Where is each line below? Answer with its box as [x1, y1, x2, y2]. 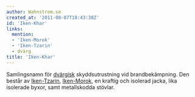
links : [6, 25, 23, 32]
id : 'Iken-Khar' [6, 20, 48, 26]
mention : [12, 32, 34, 38]
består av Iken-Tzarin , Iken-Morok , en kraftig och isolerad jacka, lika [6, 77, 177, 84]
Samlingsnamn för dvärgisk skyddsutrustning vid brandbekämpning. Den [6, 70, 190, 78]
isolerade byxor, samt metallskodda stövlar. [6, 83, 115, 91]
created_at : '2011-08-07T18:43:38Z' [6, 15, 99, 21]
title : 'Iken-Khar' [6, 54, 56, 60]
